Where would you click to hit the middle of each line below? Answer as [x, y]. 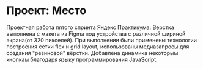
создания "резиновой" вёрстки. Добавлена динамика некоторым [92, 53]
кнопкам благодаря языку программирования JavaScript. [82, 59]
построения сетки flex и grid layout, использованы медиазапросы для [98, 47]
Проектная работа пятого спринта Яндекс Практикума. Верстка [90, 27]
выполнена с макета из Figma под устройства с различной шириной [96, 33]
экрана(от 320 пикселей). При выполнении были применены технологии [102, 40]
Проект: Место [46, 11]
